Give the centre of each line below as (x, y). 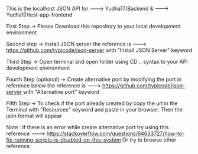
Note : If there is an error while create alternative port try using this (87, 127)
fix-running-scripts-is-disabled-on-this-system (64, 140)
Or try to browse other (149, 140)
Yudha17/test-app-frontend (39, 15)
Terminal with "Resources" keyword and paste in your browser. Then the (95, 109)
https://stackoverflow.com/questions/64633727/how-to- (116, 133)
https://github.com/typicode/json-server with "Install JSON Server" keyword (99, 50)
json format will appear (34, 116)
